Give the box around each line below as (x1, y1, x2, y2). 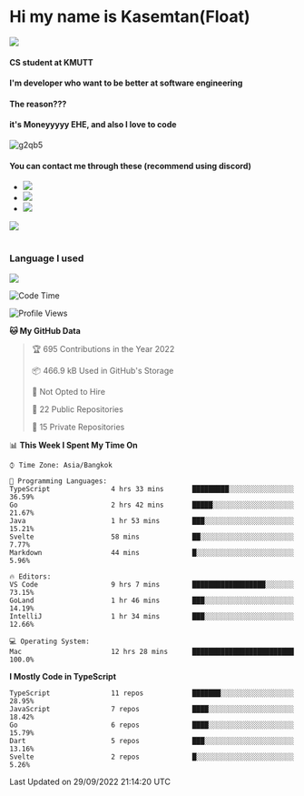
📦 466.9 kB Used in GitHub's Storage (31, 365, 174, 376)
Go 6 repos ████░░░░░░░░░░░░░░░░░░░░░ (9, 720, 295, 730)
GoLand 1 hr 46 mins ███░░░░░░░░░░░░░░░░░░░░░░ (9, 596, 295, 605)
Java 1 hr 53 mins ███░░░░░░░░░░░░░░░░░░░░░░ (9, 516, 295, 525)
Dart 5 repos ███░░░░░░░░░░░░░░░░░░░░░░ (9, 736, 295, 745)
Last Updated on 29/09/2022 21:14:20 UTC (9, 776, 171, 787)
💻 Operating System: (9, 637, 91, 646)
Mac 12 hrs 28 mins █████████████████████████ (9, 647, 295, 656)
